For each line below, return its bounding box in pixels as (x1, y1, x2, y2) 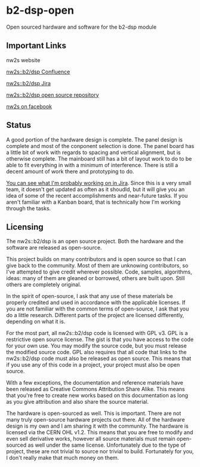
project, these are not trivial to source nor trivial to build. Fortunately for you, (6, 448, 194, 455)
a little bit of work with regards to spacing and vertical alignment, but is (6, 149, 181, 156)
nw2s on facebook (6, 103, 53, 110)
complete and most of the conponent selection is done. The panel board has (6, 142, 195, 149)
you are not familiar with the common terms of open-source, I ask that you (6, 305, 189, 312)
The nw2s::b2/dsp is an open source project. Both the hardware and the (6, 238, 184, 245)
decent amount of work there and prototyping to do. (6, 168, 134, 175)
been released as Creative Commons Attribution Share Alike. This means (6, 386, 185, 393)
